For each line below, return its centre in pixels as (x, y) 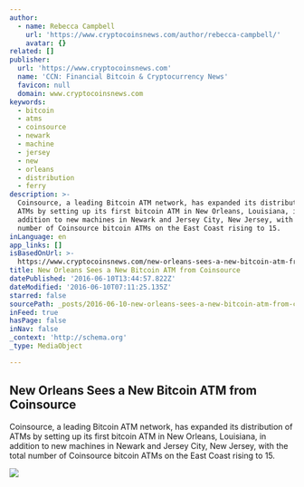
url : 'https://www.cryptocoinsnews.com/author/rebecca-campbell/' (153, 34)
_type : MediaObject (46, 346)
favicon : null (44, 85)
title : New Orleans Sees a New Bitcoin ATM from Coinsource (125, 271)
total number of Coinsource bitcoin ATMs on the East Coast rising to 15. (142, 455)
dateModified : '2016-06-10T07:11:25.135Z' (90, 287)
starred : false (38, 295)
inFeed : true (34, 312)
